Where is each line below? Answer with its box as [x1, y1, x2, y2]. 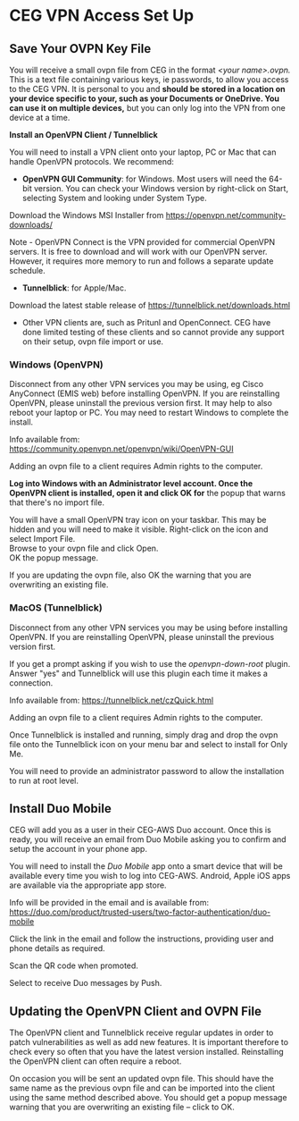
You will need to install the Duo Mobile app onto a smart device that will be [9, 861, 283, 872]
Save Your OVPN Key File [9, 41, 152, 56]
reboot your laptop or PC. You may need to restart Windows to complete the [9, 408, 289, 418]
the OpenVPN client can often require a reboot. [9, 1056, 182, 1066]
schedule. [9, 265, 46, 275]
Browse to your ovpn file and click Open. [9, 543, 159, 554]
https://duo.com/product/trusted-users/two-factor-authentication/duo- [9, 906, 271, 917]
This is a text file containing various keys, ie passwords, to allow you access [9, 74, 289, 85]
